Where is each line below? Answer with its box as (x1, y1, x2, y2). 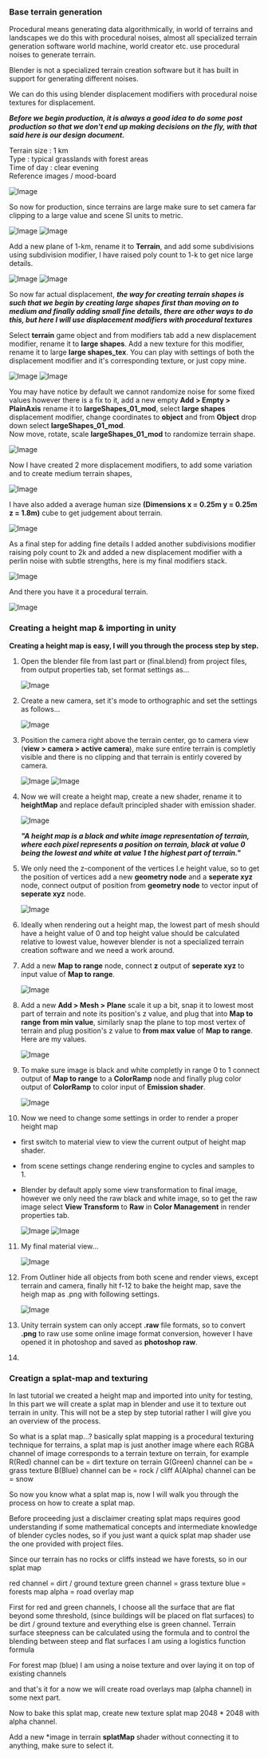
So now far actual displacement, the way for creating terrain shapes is (9, 290, 245, 300)
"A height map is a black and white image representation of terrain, (20, 831, 250, 840)
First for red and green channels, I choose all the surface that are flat (9, 1602, 235, 1612)
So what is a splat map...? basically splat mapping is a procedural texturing (9, 1431, 254, 1441)
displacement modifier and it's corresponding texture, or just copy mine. (9, 356, 246, 366)
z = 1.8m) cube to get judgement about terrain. (9, 508, 163, 518)
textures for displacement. (9, 98, 96, 108)
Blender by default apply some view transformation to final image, (20, 1185, 238, 1194)
